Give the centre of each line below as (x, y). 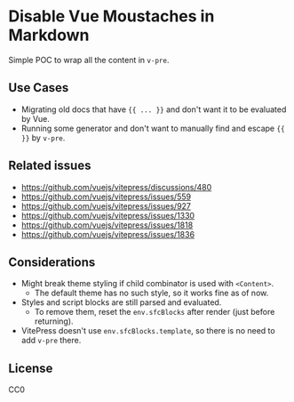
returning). (54, 321)
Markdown (49, 35)
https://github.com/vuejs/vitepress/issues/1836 (108, 234)
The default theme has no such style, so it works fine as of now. (151, 293)
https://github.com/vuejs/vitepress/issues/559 (106, 197)
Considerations (52, 262)
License (31, 368)
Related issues (50, 166)
